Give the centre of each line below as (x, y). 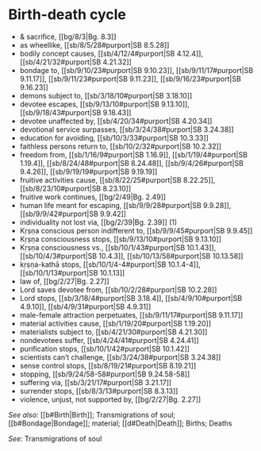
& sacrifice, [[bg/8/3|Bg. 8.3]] (68, 37)
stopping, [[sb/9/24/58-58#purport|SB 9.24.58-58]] (105, 374)
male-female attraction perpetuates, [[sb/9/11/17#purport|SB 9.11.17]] (131, 314)
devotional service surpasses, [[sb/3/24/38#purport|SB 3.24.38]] (127, 129)
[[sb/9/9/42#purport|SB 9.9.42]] (73, 214)
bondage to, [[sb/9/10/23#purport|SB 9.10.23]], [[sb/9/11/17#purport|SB (136, 70)
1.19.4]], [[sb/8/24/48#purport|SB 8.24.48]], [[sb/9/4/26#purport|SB (132, 163)
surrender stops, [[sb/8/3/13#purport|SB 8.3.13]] (99, 391)
